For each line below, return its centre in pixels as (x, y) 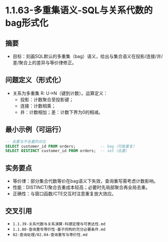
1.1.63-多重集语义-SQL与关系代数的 (79, 10)
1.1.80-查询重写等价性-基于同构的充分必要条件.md (59, 229)
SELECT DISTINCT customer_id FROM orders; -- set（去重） (67, 151)
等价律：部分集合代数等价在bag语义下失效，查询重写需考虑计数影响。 (85, 181)
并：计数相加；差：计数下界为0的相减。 (61, 112)
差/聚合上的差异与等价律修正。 (45, 63)
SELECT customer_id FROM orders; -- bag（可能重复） (71, 146)
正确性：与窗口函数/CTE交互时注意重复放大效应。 (64, 194)
